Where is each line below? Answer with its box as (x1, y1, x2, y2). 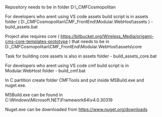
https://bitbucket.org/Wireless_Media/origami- (60, 34, 154, 39)
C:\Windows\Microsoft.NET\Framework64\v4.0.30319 (5, 97, 113, 103)
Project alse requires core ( (5, 34, 60, 39)
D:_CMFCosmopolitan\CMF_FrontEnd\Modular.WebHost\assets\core (5, 44, 142, 49)
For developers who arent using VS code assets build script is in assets (5, 14, 149, 19)
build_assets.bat (5, 24, 38, 30)
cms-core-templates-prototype (5, 39, 68, 44)
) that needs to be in (69, 39, 110, 44)
